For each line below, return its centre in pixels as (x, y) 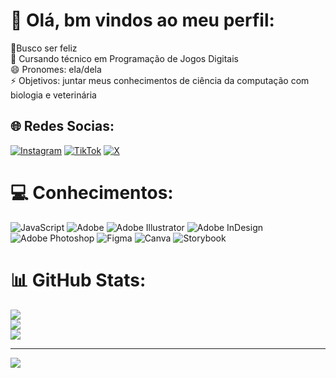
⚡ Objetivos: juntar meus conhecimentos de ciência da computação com (160, 80)
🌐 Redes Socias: (62, 126)
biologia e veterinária (53, 95)
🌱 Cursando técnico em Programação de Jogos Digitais (124, 58)
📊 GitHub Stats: (78, 280)
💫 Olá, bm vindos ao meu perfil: (142, 20)
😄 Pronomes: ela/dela (56, 69)
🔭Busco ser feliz (44, 48)
